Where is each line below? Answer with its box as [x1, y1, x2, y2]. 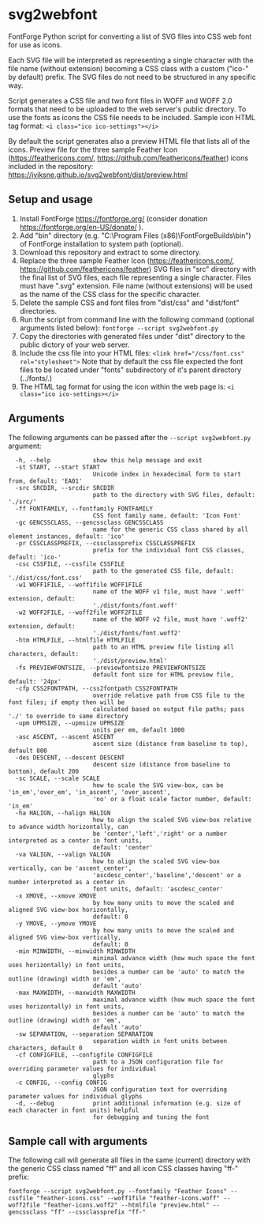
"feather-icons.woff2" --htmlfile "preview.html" [43, 1201, 210, 1210]
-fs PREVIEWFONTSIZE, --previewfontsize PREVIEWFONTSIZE [15, 664, 206, 672]
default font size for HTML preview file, [92, 670, 235, 679]
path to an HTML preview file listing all [92, 642, 235, 651]
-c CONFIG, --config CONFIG [15, 1079, 108, 1087]
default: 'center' [92, 843, 154, 851]
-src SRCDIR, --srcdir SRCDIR [15, 484, 114, 491]
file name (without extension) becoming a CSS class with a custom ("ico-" [8, 63, 249, 73]
